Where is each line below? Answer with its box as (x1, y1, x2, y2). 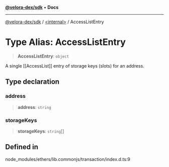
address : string (17, 104, 51, 110)
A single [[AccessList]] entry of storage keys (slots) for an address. (5, 63, 144, 69)
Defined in (5, 143, 39, 151)
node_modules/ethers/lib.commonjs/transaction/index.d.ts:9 (5, 156, 131, 162)
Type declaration (5, 78, 59, 86)
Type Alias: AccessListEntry (5, 36, 126, 48)
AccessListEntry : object (17, 53, 69, 59)
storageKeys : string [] (17, 128, 64, 134)
